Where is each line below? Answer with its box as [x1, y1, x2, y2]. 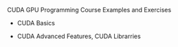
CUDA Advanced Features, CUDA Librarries [16, 32, 141, 40]
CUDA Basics [16, 19, 55, 27]
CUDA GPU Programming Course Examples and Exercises [7, 6, 172, 14]
